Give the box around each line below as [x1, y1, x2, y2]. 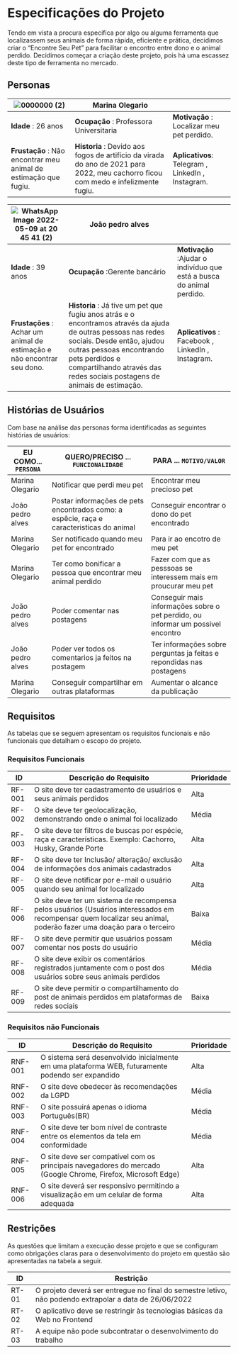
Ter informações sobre [151, 639, 227, 649]
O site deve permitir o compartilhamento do [34, 983, 179, 993]
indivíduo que [176, 262, 222, 272]
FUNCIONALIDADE [72, 461, 124, 469]
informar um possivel [151, 619, 222, 629]
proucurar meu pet [151, 581, 214, 591]
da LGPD [40, 1090, 70, 1100]
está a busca [176, 271, 220, 281]
